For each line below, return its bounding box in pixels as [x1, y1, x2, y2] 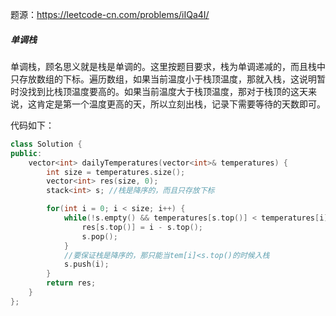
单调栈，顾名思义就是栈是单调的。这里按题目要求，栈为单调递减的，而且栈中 [10, 60, 326, 72]
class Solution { [10, 139, 83, 149]
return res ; [46, 278, 97, 288]
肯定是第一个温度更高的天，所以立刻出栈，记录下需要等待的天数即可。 [36, 98, 326, 110]
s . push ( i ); [63, 259, 110, 270]
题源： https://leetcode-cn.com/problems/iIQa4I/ [10, 9, 210, 20]
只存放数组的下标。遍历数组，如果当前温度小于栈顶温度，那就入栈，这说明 [10, 73, 317, 85]
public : [10, 148, 43, 158]
